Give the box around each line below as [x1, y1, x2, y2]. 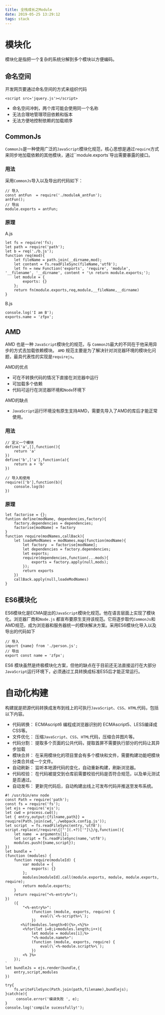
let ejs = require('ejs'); [5, 805, 60, 811]
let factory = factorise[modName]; [23, 542, 98, 547]
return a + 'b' [14, 461, 45, 466]
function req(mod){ [5, 253, 45, 258]
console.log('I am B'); [5, 310, 54, 315]
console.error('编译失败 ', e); [16, 996, 80, 1001]
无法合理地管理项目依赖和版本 [12, 111, 73, 117]
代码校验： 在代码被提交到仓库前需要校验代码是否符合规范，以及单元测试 [12, 770, 160, 776]
